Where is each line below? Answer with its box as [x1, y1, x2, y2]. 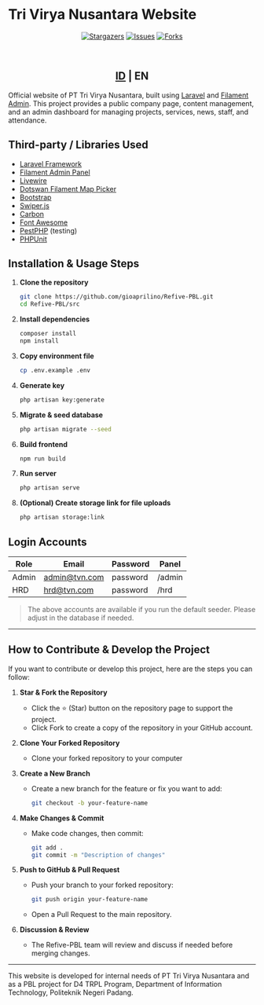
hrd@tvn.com [43, 584, 94, 595]
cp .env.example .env [19, 366, 90, 374]
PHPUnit [19, 234, 47, 244]
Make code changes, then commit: [31, 828, 144, 838]
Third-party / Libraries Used [8, 138, 149, 152]
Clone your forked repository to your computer [31, 753, 183, 763]
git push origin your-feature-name [31, 896, 148, 904]
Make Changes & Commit [19, 813, 104, 823]
